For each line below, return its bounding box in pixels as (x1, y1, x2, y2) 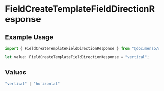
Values (5, 68, 27, 76)
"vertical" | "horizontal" (5, 81, 60, 86)
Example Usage (5, 33, 54, 41)
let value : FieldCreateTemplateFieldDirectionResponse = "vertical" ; (5, 55, 150, 59)
